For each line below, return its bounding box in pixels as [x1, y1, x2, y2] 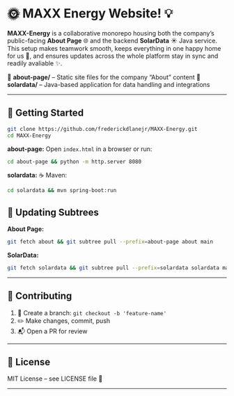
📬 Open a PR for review [17, 326, 88, 335]
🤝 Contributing [7, 290, 72, 302]
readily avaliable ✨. [7, 58, 63, 68]
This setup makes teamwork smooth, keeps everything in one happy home [7, 44, 221, 52]
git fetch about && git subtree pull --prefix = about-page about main [7, 239, 214, 246]
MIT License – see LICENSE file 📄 [7, 374, 103, 383]
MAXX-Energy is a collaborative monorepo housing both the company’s [7, 29, 214, 37]
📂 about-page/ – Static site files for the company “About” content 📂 [7, 72, 201, 81]
